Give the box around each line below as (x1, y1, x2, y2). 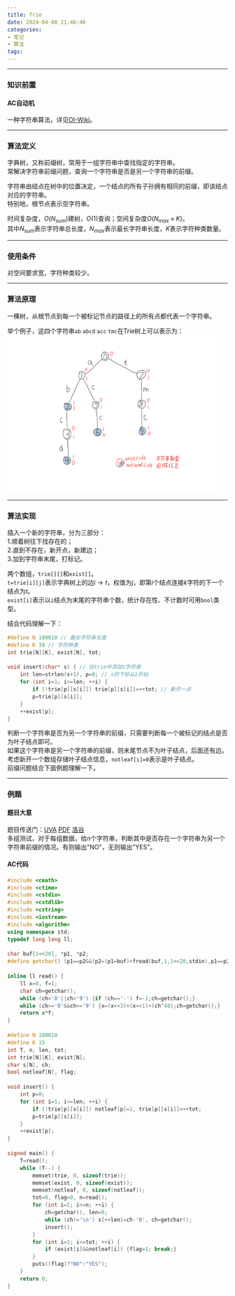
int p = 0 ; (20, 1091, 45, 1098)
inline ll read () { (7, 973, 64, 980)
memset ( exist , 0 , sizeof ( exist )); (32, 1179, 133, 1186)
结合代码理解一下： (7, 619, 63, 628)
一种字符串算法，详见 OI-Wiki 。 (7, 115, 97, 124)
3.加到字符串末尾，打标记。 (7, 554, 87, 563)
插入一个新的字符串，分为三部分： (7, 528, 106, 537)
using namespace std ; (7, 928, 71, 936)
